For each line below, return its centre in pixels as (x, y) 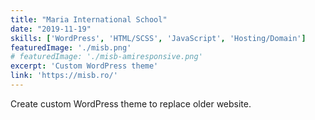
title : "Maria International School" (89, 19)
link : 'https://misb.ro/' (64, 76)
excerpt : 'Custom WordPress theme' (84, 66)
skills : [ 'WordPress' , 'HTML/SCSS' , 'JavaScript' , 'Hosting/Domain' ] (158, 38)
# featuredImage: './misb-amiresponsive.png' (106, 57)
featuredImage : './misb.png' (71, 47)
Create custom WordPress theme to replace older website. (131, 103)
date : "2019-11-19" (51, 29)
